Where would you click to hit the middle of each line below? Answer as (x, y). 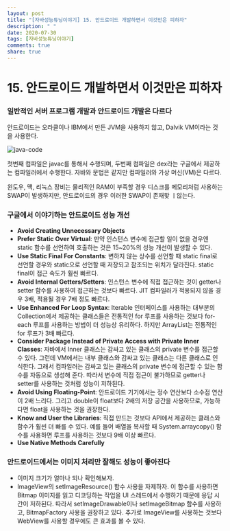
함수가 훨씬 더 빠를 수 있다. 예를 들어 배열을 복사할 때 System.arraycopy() (116, 426)
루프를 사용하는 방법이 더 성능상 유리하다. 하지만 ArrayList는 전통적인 (125, 324)
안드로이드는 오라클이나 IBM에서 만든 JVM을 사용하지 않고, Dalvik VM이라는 (109, 127)
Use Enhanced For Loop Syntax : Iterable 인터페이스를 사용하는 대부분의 (116, 307)
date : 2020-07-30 (32, 33)
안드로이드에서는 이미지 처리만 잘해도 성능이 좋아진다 (89, 462)
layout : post (26, 13)
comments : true (29, 45)
